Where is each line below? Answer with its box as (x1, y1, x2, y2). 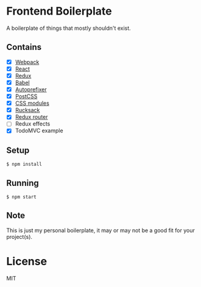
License (6, 255, 48, 269)
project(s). (6, 233, 32, 240)
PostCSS (15, 93, 38, 100)
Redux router (15, 113, 48, 121)
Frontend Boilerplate (6, 4, 112, 18)
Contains (6, 42, 41, 52)
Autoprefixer (15, 86, 47, 93)
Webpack (15, 58, 40, 65)
